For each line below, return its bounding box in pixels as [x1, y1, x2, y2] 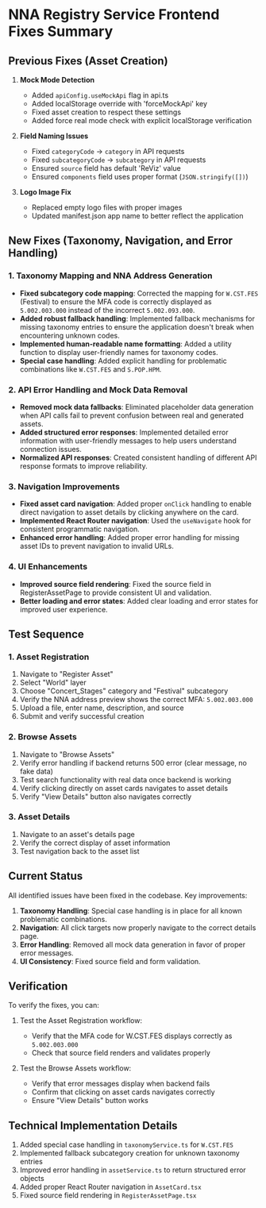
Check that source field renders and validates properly [31, 1048, 210, 1058]
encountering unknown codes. [19, 330, 121, 340]
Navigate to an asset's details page [19, 829, 135, 839]
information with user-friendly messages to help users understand [19, 435, 237, 446]
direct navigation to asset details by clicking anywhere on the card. [19, 508, 239, 517]
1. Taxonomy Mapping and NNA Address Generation [8, 270, 213, 281]
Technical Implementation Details [8, 1118, 178, 1133]
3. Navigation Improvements [8, 480, 121, 492]
